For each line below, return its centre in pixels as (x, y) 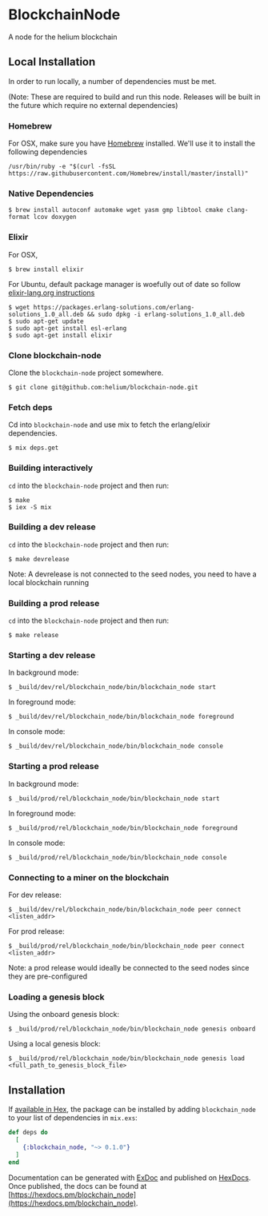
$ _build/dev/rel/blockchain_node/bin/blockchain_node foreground (121, 717)
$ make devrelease (39, 559)
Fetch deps (30, 407)
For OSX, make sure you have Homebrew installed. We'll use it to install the (132, 144)
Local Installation (52, 62)
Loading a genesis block (56, 997)
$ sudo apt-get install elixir (60, 335)
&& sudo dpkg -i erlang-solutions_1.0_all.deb (166, 314)
